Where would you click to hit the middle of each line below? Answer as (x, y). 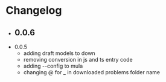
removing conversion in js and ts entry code (78, 60)
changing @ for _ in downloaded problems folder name (92, 72)
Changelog (34, 10)
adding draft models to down (59, 53)
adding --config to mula (53, 66)
